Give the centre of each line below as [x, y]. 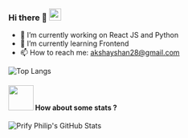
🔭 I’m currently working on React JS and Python [99, 35]
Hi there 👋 [28, 18]
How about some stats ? [76, 108]
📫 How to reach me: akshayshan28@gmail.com [100, 53]
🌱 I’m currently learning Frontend [74, 43]
